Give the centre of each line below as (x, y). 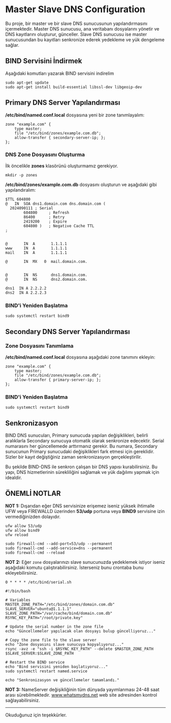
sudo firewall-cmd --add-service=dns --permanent (59, 548)
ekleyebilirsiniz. (22, 573)
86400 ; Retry (44, 217)
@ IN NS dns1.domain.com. (46, 275)
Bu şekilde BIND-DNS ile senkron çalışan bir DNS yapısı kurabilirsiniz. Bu (81, 467)
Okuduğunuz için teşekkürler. (36, 715)
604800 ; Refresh (47, 213)
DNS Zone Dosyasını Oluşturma (45, 155)
